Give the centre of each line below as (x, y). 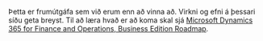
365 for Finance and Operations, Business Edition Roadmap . (109, 29)
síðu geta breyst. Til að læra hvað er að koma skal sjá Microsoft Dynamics (131, 20)
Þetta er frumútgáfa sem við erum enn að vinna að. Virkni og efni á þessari (132, 12)
